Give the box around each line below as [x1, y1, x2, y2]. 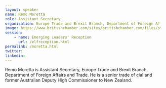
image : [5, 26, 19, 31]
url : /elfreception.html [18, 40, 70, 44]
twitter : [5, 48, 23, 53]
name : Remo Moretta [5, 12, 45, 17]
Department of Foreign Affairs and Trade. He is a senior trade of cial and [5, 72, 152, 78]
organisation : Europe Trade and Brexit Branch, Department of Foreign [5, 21, 154, 26]
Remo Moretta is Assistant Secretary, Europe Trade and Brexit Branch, [5, 67, 148, 73]
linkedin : [5, 53, 26, 58]
